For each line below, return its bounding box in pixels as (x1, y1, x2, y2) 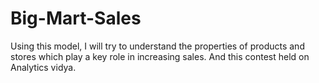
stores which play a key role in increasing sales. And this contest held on (10, 50, 310, 62)
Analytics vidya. (10, 61, 77, 73)
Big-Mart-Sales (10, 7, 142, 30)
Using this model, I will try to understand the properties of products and (10, 40, 305, 52)
